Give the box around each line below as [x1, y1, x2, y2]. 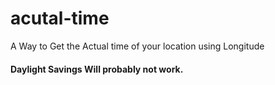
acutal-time [10, 7, 110, 30]
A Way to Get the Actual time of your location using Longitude [10, 40, 265, 52]
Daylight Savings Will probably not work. [10, 63, 184, 75]
